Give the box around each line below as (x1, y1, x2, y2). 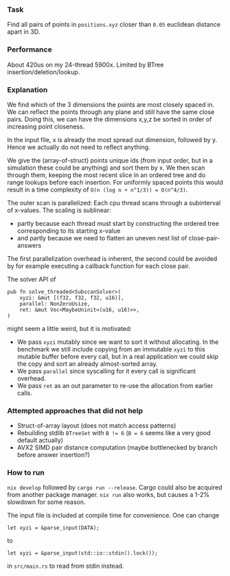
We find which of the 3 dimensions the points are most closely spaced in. (7, 100, 215, 108)
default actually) (16, 436, 64, 444)
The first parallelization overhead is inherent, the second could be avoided (7, 254, 218, 262)
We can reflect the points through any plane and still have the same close (7, 108, 215, 116)
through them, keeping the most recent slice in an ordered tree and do (7, 170, 206, 179)
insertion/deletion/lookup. (7, 67, 80, 76)
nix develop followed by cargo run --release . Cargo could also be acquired (7, 483, 222, 492)
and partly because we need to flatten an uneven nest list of (16, 233, 187, 242)
